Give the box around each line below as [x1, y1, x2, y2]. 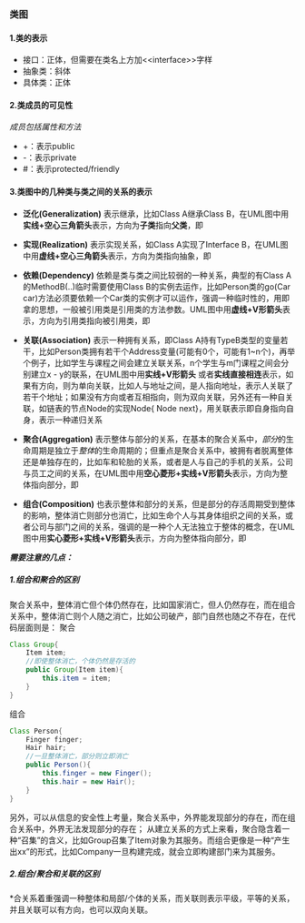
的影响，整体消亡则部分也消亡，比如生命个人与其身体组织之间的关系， [22, 510, 286, 521]
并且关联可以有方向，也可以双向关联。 [9, 904, 152, 916]
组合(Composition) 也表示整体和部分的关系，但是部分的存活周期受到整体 [22, 498, 296, 509]
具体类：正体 [22, 77, 71, 88]
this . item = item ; [42, 674, 112, 683]
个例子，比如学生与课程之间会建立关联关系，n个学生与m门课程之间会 [22, 357, 281, 368]
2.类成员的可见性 [9, 99, 74, 110]
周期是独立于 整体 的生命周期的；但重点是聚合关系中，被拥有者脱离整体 [30, 444, 293, 456]
